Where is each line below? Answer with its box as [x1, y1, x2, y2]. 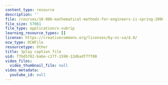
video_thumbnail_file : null [9, 63, 68, 68]
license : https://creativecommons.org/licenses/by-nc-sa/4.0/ [5, 35, 137, 40]
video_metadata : [5, 68, 39, 73]
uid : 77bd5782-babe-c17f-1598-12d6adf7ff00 [5, 53, 97, 59]
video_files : [5, 58, 32, 63]
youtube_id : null [9, 72, 46, 77]
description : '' [5, 12, 39, 17]
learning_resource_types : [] [5, 30, 66, 35]
